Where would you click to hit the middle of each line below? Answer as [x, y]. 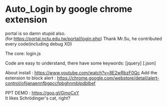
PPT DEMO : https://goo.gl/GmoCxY [42, 93]
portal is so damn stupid [30, 33]
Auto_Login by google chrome [69, 9]
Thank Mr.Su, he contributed [132, 39]
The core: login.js [23, 53]
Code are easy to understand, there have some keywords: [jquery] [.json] [81, 63]
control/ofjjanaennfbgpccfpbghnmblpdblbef [50, 83]
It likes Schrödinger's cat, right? [38, 98]
